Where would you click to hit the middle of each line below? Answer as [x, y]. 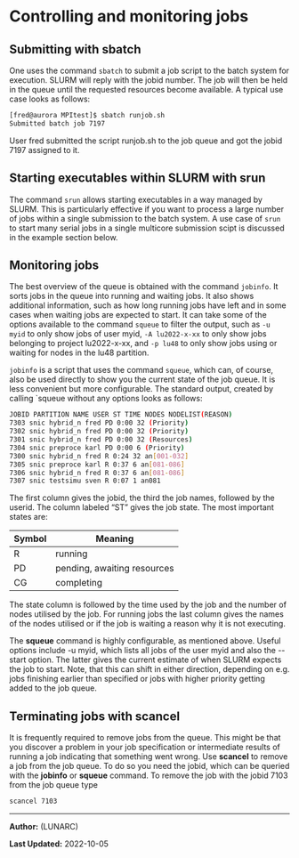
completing [79, 583]
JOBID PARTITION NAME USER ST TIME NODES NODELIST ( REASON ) [121, 415]
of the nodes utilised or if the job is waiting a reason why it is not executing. [148, 624]
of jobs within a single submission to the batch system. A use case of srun [145, 218]
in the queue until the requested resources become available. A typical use [146, 89]
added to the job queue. [53, 688]
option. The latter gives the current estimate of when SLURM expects [155, 660]
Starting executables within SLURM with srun [137, 178]
